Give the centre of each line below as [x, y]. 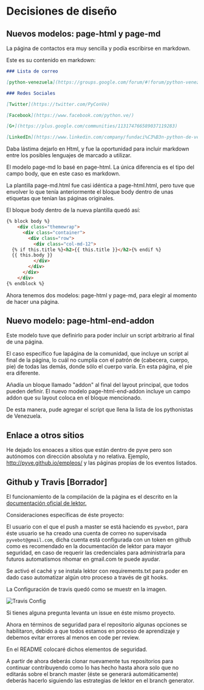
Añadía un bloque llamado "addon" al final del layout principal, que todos [97, 385]
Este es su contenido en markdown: [51, 60]
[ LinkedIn [19, 137]
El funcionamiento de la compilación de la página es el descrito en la [92, 497]
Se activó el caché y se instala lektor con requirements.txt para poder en [97, 571]
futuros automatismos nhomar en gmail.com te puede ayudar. [83, 559]
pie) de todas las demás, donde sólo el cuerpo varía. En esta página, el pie [99, 367]
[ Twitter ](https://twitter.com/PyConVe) [58, 104]
